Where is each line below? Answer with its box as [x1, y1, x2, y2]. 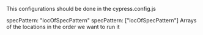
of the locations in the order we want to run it [6, 24, 120, 30]
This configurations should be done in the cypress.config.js [6, 5, 156, 12]
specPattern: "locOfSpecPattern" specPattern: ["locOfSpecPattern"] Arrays [6, 17, 197, 24]
